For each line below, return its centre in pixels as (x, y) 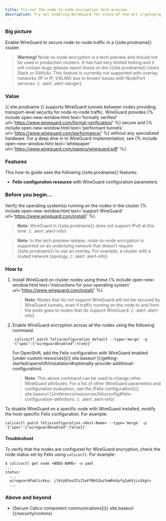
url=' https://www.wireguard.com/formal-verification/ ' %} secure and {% (79, 123)
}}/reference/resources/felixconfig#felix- (91, 394)
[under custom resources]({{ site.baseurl (54, 358)
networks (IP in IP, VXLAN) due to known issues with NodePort (81, 78)
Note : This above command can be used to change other (83, 378)
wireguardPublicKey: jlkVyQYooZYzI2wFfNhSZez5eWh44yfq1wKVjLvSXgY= (81, 481)
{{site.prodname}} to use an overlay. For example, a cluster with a (84, 251)
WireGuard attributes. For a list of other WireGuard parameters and (93, 383)
